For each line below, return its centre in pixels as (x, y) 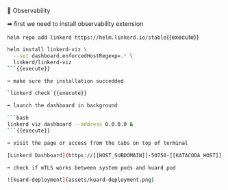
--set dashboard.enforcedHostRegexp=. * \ (73, 56)
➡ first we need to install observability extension (75, 24)
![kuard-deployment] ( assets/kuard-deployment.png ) (81, 180)
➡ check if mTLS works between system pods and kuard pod (91, 167)
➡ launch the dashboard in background (62, 106)
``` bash (18, 118)
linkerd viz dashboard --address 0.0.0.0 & (70, 124)
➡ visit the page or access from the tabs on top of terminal (98, 143)
